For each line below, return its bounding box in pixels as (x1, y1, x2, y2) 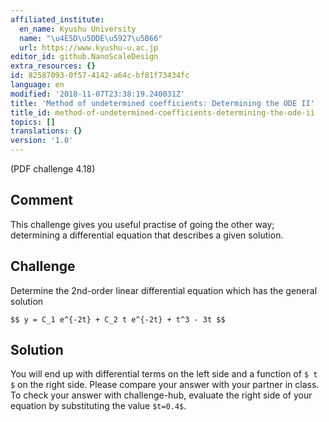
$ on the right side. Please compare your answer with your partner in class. (10, 379, 320, 391)
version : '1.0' (10, 136, 74, 146)
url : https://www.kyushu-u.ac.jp (19, 42, 159, 53)
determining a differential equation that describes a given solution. (10, 229, 284, 241)
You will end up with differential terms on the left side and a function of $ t (10, 368, 318, 380)
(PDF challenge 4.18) (10, 163, 96, 175)
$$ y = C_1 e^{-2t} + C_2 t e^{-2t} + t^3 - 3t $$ (10, 314, 226, 325)
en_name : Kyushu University (19, 24, 137, 34)
